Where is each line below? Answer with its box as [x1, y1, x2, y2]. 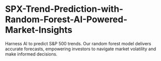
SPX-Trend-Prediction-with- [5, 3, 124, 15]
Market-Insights [5, 25, 73, 35]
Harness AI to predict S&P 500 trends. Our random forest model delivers [5, 40, 151, 46]
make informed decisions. [5, 51, 57, 57]
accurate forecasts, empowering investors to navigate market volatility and [5, 46, 156, 52]
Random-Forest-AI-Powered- [5, 14, 128, 25]
